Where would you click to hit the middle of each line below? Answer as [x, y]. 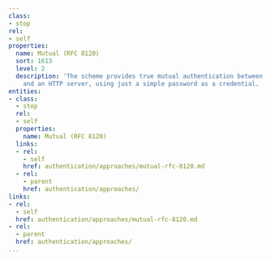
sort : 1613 [34, 62]
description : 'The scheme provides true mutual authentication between [140, 76]
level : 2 [30, 69]
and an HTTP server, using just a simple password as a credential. [141, 83]
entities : [25, 91]
